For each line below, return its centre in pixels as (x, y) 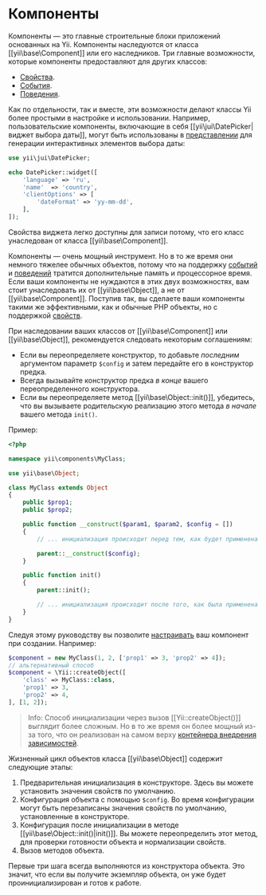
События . (36, 85)
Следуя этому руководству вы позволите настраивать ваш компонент (129, 635)
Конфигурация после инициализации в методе (99, 825)
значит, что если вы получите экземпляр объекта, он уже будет (117, 874)
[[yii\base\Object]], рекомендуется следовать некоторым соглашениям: (130, 339)
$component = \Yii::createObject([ (67, 673)
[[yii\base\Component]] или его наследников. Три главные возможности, (132, 53)
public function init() (62, 576)
